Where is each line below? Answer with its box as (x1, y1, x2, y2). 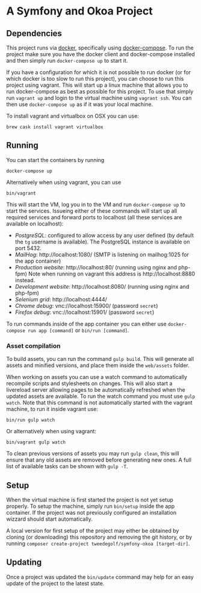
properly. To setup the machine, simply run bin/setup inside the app (6, 502, 175, 510)
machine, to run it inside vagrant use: (6, 406, 98, 413)
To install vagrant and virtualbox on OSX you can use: (6, 113, 140, 119)
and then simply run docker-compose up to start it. (6, 57, 128, 64)
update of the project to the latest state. (6, 580, 105, 587)
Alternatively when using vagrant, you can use (6, 178, 122, 186)
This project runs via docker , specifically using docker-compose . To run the (6, 44, 194, 51)
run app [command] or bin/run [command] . (28, 327, 129, 334)
